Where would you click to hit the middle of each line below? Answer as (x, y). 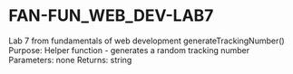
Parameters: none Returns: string (70, 60)
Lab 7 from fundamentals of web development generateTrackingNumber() (146, 41)
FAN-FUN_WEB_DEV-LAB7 (111, 16)
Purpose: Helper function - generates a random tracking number (129, 50)
